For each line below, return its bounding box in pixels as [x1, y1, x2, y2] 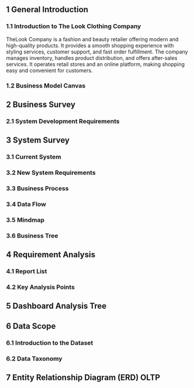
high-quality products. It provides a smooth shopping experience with [6, 42, 174, 49]
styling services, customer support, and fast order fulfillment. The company [6, 48, 188, 55]
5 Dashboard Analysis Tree [6, 301, 107, 311]
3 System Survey [6, 135, 70, 146]
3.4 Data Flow [6, 200, 47, 208]
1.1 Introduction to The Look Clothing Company [6, 22, 141, 31]
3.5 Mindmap [6, 215, 45, 224]
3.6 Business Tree [6, 231, 58, 239]
